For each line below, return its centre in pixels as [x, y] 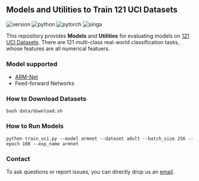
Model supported [32, 64]
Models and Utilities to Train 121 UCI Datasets [92, 10]
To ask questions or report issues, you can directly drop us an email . [90, 172]
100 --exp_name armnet [50, 144]
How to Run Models [35, 126]
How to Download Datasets [46, 99]
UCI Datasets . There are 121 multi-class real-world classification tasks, [93, 42]
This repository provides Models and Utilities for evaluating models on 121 [98, 36]
